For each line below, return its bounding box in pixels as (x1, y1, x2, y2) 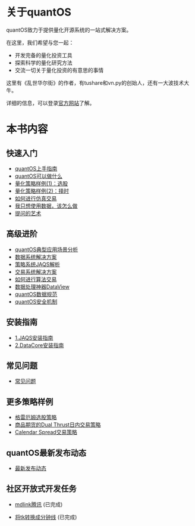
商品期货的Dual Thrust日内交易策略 (14, 421, 101, 428)
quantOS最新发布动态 (6, 448, 87, 458)
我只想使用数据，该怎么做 (14, 202, 78, 209)
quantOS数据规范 (14, 290, 58, 298)
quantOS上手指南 (14, 165, 58, 172)
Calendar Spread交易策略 (14, 429, 77, 436)
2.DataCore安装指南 (14, 341, 64, 349)
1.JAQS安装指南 (14, 334, 54, 341)
